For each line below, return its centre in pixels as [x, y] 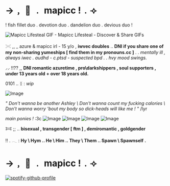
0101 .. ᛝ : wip [20, 83]
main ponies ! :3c [23, 118]
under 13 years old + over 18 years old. [47, 73]
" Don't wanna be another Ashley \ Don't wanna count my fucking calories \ [85, 103]
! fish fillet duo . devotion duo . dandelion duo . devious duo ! [69, 25]
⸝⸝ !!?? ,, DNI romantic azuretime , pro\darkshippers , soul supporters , [81, 68]
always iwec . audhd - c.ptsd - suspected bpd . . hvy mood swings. [76, 58]
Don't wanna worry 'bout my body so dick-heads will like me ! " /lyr [76, 109]
